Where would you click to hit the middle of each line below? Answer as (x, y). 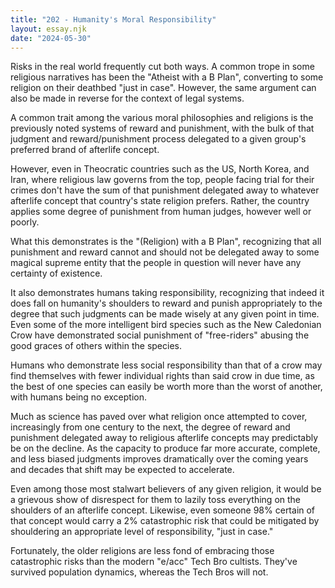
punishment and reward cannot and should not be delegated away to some (165, 252)
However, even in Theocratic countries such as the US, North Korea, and (160, 169)
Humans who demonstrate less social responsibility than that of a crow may (166, 365)
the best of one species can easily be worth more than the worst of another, (166, 387)
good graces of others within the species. (96, 346)
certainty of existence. (56, 273)
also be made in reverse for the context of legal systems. (127, 98)
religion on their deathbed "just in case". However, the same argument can (163, 88)
